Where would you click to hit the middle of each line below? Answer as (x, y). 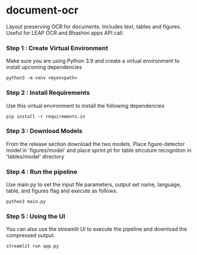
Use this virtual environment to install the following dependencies (85, 105)
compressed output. (31, 236)
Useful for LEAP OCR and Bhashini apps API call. (65, 32)
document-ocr (42, 10)
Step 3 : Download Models (44, 131)
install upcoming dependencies (44, 67)
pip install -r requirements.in (46, 116)
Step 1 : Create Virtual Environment (57, 48)
